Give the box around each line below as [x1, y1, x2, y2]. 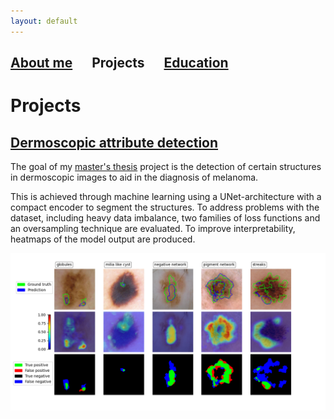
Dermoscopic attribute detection [10, 134, 219, 151]
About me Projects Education [10, 55, 229, 72]
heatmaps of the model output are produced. [10, 233, 196, 245]
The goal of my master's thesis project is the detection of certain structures [10, 161, 322, 173]
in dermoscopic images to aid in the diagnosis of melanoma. [10, 171, 259, 184]
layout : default [10, 16, 78, 26]
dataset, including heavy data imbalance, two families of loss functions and [10, 212, 321, 224]
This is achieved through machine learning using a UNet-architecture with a [10, 191, 322, 203]
